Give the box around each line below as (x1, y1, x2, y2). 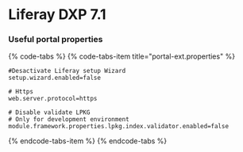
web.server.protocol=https (8, 95, 98, 103)
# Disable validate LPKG (8, 108, 91, 116)
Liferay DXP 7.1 (8, 6, 106, 24)
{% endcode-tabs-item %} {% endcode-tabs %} (8, 136, 168, 146)
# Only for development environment (8, 116, 129, 123)
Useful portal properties (8, 34, 103, 45)
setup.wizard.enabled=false (8, 74, 102, 82)
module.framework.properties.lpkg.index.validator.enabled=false (8, 123, 229, 131)
